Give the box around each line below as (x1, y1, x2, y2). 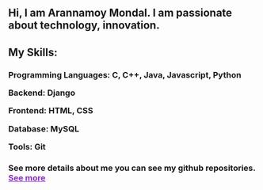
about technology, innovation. (8, 19, 160, 32)
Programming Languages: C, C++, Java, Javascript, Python (8, 69, 242, 80)
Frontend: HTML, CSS (8, 105, 93, 116)
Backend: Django (8, 87, 75, 98)
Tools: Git (8, 142, 46, 153)
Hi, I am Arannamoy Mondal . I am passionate (8, 6, 232, 20)
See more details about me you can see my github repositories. (8, 162, 256, 173)
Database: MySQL (8, 123, 80, 134)
